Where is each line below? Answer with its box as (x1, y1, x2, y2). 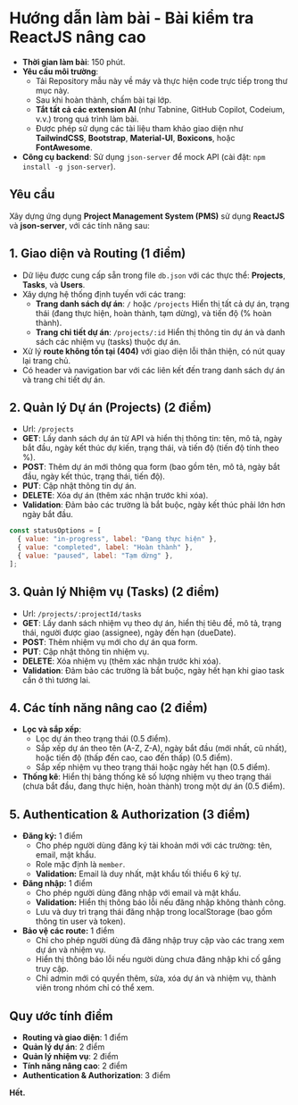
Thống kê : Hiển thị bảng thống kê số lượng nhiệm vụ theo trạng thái (21, 772, 272, 783)
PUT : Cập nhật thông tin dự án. (21, 481, 137, 491)
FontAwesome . (35, 142, 93, 153)
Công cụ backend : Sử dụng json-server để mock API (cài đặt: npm (21, 151, 266, 162)
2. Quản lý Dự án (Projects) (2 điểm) (9, 399, 212, 414)
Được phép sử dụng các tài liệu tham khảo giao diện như (35, 122, 244, 133)
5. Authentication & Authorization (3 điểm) (9, 807, 251, 822)
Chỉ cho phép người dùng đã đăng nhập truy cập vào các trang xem (35, 935, 286, 946)
